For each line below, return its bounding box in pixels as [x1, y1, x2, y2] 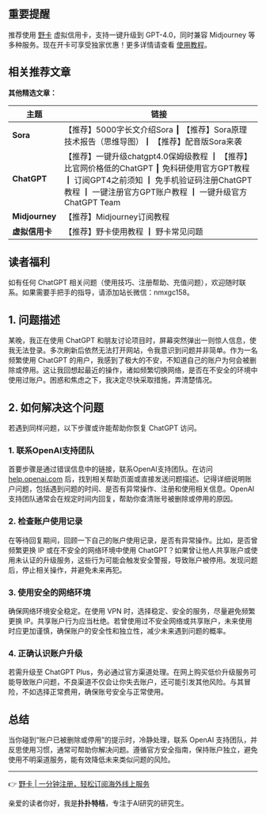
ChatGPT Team [63, 196, 121, 208]
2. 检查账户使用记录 [8, 516, 83, 527]
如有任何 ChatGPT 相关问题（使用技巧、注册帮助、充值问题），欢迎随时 [8, 278, 240, 288]
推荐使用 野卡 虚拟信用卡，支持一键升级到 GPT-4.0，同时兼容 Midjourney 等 [8, 30, 256, 40]
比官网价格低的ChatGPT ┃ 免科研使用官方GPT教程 [63, 162, 250, 173]
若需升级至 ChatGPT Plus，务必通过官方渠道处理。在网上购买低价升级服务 [8, 668, 250, 677]
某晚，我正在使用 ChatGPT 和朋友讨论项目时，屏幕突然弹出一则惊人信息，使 [8, 336, 257, 345]
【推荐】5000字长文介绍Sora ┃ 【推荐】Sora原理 [63, 124, 248, 135]
